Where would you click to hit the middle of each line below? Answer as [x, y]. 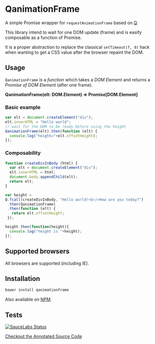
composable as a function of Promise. [43, 37]
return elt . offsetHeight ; [38, 213]
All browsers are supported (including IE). [47, 263]
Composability [23, 153]
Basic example [23, 107]
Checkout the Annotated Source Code [44, 337]
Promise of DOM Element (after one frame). [49, 85]
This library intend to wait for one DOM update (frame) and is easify [74, 32]
